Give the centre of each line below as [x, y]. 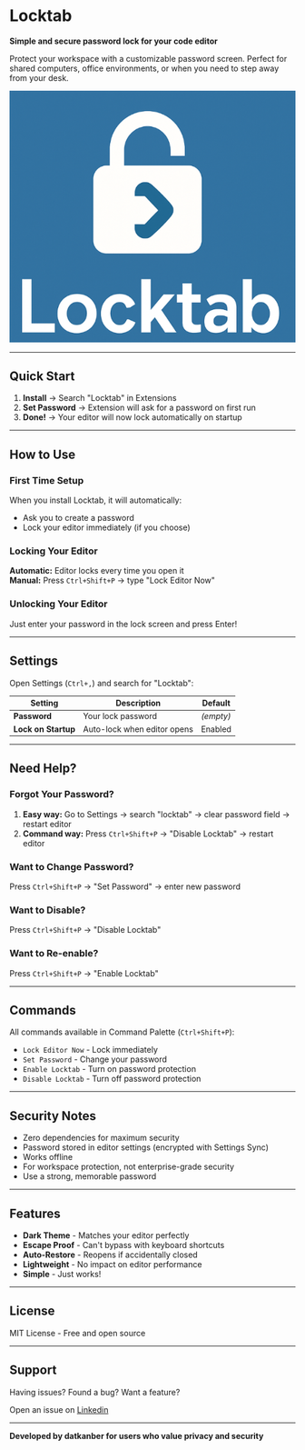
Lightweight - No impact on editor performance [112, 1265]
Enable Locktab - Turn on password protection [109, 1069]
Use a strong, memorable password [89, 1176]
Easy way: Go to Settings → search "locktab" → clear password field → [156, 814]
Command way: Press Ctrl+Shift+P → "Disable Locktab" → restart [148, 834]
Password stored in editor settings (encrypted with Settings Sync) [146, 1147]
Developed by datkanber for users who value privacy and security [137, 1435]
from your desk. [39, 77]
